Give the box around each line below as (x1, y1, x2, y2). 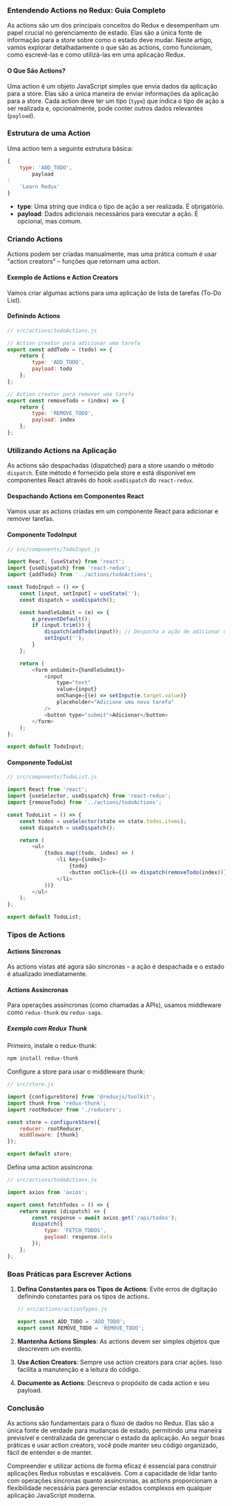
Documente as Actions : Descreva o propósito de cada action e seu (17, 1379, 210, 1387)
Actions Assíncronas (7, 985, 69, 994)
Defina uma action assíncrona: (7, 1163, 94, 1171)
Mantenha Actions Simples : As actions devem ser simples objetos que (17, 1337, 220, 1346)
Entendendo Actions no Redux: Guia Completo (7, 6, 166, 15)
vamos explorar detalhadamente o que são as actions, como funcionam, (7, 44, 213, 52)
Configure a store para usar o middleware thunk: (7, 1067, 146, 1076)
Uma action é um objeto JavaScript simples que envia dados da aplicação (7, 82, 217, 90)
